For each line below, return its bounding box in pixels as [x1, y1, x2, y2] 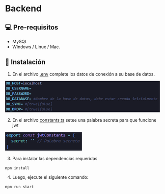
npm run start [5, 185, 34, 190]
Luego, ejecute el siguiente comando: [12, 174, 88, 180]
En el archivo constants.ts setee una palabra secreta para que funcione [12, 117, 157, 123]
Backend [5, 3, 42, 14]
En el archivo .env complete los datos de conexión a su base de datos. [12, 71, 155, 77]
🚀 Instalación [5, 58, 46, 66]
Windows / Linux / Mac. [12, 44, 60, 50]
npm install [5, 166, 29, 171]
